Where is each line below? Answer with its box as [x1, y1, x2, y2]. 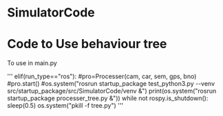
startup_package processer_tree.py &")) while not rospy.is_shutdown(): [7, 94, 209, 102]
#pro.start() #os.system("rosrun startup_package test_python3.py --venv [7, 80, 215, 88]
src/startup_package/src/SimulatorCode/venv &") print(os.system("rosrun [7, 87, 217, 95]
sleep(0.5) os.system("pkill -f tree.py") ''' [7, 102, 124, 110]
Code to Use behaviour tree [7, 36, 167, 52]
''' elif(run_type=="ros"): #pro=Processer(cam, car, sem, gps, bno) [7, 72, 197, 80]
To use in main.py [7, 59, 57, 67]
